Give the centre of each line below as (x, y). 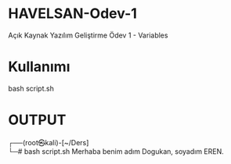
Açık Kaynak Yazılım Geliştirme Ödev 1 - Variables (88, 35)
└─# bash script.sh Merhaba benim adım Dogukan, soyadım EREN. (116, 151)
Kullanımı (39, 67)
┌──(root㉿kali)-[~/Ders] (49, 142)
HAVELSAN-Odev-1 (72, 14)
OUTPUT (37, 120)
